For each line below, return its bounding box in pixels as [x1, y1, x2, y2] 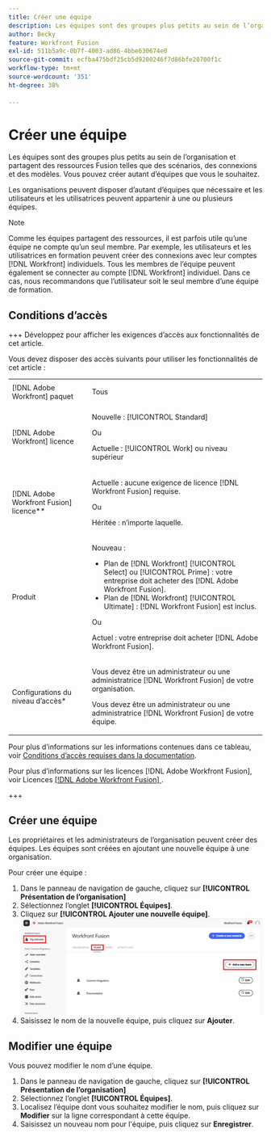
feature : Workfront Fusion [8, 39, 99, 47]
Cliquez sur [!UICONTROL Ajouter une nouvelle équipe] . [19, 909, 211, 919]
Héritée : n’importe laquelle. [91, 517, 183, 527]
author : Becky [8, 30, 56, 38]
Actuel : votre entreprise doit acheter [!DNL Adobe [91, 633, 259, 642]
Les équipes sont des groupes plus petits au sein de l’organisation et [8, 152, 236, 162]
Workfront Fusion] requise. [91, 486, 181, 496]
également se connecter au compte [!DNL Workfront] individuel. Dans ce [8, 267, 251, 278]
